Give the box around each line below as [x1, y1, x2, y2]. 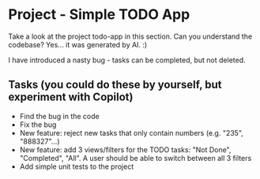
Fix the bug [19, 120, 57, 129]
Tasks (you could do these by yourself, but [8, 78, 223, 91]
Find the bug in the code [19, 111, 100, 121]
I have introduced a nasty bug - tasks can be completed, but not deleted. [8, 55, 247, 65]
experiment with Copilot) [8, 91, 134, 104]
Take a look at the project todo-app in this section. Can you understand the [8, 32, 253, 41]
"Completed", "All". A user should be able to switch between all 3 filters [19, 153, 252, 162]
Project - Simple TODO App [8, 6, 190, 24]
